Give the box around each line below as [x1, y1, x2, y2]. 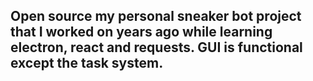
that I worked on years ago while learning [10, 24, 273, 41]
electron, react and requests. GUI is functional [10, 39, 303, 56]
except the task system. [10, 55, 164, 72]
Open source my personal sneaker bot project [10, 8, 302, 25]
